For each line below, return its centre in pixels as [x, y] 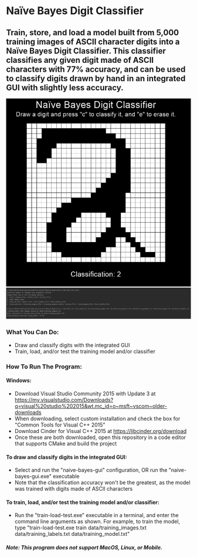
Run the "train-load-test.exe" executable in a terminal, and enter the [96, 515]
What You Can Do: [33, 332]
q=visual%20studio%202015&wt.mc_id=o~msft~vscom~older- [91, 406]
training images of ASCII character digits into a [93, 41]
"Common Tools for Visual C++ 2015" [60, 425]
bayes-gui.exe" [33, 477]
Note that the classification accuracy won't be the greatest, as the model [102, 482]
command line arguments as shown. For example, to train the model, [97, 522]
